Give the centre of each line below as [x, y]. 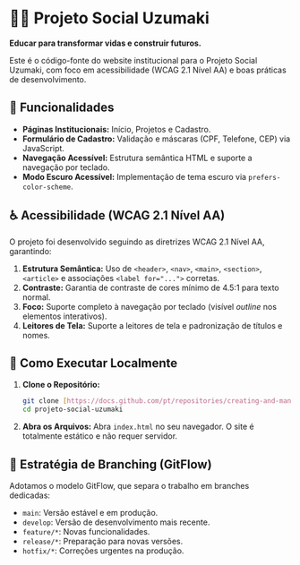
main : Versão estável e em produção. [90, 512]
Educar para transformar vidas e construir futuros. [105, 43]
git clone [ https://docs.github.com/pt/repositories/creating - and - [151, 401]
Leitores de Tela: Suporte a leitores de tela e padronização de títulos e [152, 325]
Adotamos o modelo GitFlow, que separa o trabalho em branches [129, 485]
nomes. [36, 335]
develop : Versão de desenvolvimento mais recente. [116, 522]
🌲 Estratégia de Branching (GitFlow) [111, 464]
